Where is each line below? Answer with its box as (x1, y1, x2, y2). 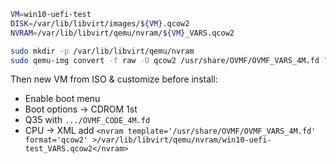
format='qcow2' (24, 135, 89, 145)
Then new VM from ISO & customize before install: (10, 73, 218, 85)
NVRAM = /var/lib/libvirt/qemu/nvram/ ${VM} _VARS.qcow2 (10, 28, 235, 38)
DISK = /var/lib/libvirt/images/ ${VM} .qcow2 (10, 18, 190, 29)
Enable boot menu (24, 93, 101, 105)
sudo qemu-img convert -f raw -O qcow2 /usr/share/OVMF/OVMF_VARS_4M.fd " (10, 55, 329, 65)
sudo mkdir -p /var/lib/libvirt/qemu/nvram (10, 46, 195, 56)
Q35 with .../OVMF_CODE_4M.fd (24, 114, 151, 126)
